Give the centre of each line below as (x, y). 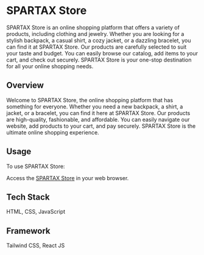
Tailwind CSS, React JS (36, 246)
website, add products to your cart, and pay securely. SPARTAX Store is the (101, 126)
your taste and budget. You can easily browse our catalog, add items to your (102, 53)
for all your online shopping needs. (50, 66)
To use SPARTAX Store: (36, 166)
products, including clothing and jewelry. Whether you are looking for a (95, 33)
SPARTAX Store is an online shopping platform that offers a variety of (93, 27)
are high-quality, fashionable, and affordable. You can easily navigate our (98, 119)
